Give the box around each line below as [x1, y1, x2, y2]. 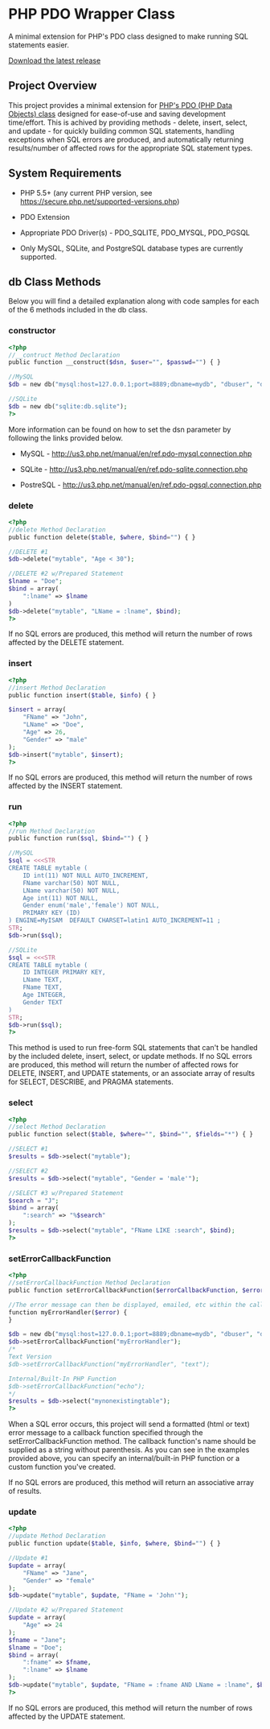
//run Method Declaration [8, 827, 95, 835]
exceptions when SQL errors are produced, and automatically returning [8, 134, 244, 144]
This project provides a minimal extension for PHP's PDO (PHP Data [8, 100, 233, 110]
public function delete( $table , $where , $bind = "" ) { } [8, 533, 196, 541]
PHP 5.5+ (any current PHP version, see [19, 188, 153, 197]
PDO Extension [19, 212, 71, 221]
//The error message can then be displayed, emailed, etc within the [8, 1301, 247, 1309]
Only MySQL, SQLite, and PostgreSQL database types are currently [19, 243, 243, 253]
